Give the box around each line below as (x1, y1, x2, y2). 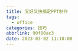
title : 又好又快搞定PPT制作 (6, 8, 68, 15)
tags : (6, 14, 19, 20)
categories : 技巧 (6, 25, 47, 31)
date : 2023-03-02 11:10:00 (6, 36, 73, 42)
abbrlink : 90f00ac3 (6, 30, 54, 36)
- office (11, 19, 33, 25)
